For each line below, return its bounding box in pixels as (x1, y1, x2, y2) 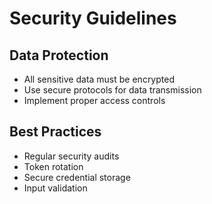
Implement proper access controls (23, 95, 166, 106)
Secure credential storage (23, 171, 131, 183)
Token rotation (23, 160, 84, 172)
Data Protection (9, 47, 109, 64)
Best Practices (9, 123, 102, 141)
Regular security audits (23, 150, 120, 162)
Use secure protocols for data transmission (23, 84, 202, 96)
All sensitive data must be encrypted (23, 73, 175, 85)
